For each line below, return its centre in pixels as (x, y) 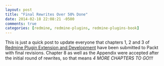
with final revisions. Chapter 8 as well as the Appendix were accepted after (82, 53)
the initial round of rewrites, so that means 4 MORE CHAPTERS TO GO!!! (79, 58)
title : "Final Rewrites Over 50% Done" (47, 14)
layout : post (19, 10)
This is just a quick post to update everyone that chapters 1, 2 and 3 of (78, 42)
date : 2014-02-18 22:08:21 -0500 (40, 19)
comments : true (21, 24)
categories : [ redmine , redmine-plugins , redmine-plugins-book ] (72, 28)
